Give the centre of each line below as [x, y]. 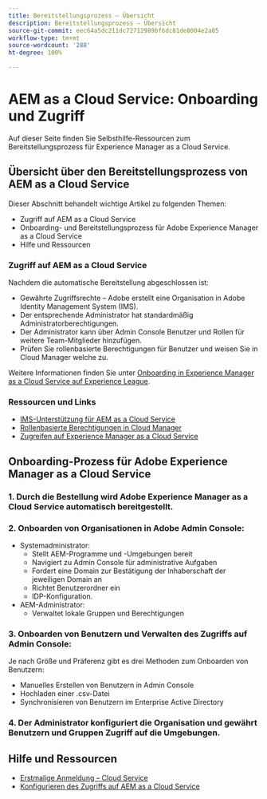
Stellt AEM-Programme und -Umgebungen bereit [112, 554]
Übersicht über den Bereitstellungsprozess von [128, 172]
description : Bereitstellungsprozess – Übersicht [92, 23]
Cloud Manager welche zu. [64, 358]
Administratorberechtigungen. [69, 323]
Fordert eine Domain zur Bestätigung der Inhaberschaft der [129, 571]
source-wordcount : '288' [49, 45]
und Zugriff [47, 116]
